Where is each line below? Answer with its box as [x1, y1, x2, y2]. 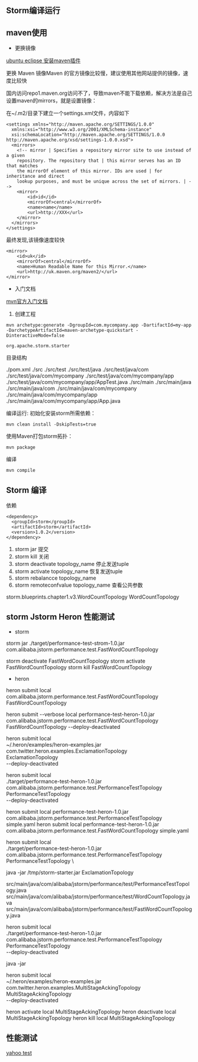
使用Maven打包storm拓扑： [6, 433, 73, 440]
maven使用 [6, 27, 47, 37]
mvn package [6, 444, 35, 450]
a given [6, 153, 25, 159]
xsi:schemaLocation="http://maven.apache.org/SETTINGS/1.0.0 [11, 132, 165, 138]
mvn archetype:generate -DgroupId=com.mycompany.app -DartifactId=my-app [6, 322, 192, 328]
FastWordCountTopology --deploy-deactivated [6, 723, 121, 730]
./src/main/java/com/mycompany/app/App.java [6, 398, 121, 405]
